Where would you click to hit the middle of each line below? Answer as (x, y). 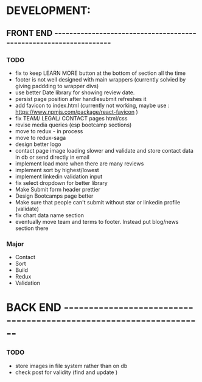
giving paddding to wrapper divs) (57, 86)
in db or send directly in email (52, 157)
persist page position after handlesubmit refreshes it (81, 99)
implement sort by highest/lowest (57, 170)
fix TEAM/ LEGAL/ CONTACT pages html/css (71, 118)
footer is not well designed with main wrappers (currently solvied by (100, 79)
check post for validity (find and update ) (66, 372)
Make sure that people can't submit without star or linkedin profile (98, 202)
